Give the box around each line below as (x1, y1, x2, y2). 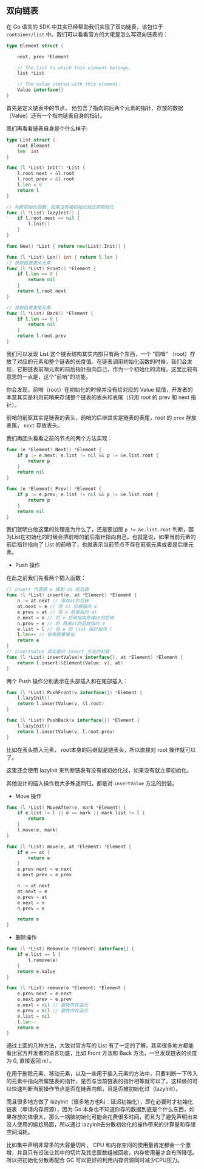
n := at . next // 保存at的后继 (17, 598, 89, 604)
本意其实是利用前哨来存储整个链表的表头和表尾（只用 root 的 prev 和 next (6, 394, 190, 401)
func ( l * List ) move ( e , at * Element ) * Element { (6, 844, 132, 850)
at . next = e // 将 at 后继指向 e (17, 604, 97, 610)
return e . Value (17, 968, 56, 975)
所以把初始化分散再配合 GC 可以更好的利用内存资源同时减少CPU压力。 (6, 1156, 183, 1164)
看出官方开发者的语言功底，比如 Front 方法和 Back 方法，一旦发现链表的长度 (6, 1049, 197, 1057)
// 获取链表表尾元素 (6, 304, 51, 311)
